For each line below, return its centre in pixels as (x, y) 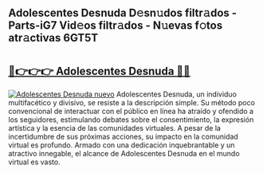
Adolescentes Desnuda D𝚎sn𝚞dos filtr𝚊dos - (123, 13)
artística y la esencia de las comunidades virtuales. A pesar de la (115, 128)
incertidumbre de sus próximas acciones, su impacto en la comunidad (124, 136)
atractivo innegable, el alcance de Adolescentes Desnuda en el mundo (124, 153)
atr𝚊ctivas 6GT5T (53, 38)
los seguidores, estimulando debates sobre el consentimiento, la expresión (131, 120)
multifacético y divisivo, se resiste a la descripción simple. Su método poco (131, 102)
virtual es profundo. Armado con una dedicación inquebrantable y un (122, 145)
